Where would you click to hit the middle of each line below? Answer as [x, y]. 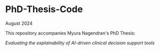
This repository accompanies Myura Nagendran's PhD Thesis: [70, 33]
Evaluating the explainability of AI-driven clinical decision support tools [80, 43]
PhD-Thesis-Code [44, 9]
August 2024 [19, 23]
